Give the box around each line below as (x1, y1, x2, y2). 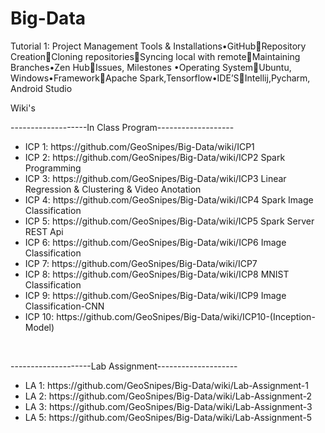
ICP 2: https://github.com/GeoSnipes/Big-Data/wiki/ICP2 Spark (24, 151, 286, 163)
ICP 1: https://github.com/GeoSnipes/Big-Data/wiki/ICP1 (24, 140, 255, 152)
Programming (24, 162, 82, 174)
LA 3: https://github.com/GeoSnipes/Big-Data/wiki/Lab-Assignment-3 (24, 400, 313, 412)
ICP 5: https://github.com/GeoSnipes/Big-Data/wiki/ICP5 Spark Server (24, 215, 315, 227)
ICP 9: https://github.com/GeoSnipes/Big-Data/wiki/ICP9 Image (24, 289, 287, 301)
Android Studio (10, 82, 73, 94)
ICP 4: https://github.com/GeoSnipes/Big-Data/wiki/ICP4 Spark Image (24, 193, 314, 206)
